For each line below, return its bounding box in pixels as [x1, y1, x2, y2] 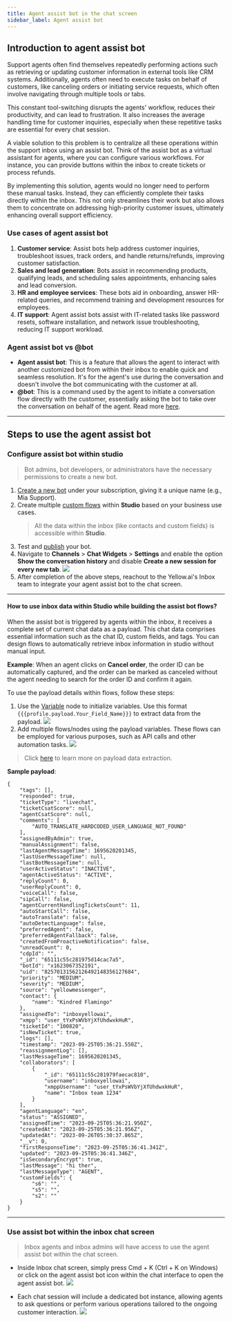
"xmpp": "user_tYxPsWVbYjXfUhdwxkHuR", [19, 1017, 135, 1024]
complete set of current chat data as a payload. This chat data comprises [7, 624, 216, 633]
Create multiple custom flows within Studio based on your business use [17, 500, 222, 509]
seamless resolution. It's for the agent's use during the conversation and [17, 372, 224, 381]
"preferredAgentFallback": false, [19, 932, 119, 939]
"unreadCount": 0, [19, 944, 72, 951]
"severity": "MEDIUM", [19, 980, 85, 987]
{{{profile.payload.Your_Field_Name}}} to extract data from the [17, 709, 202, 717]
